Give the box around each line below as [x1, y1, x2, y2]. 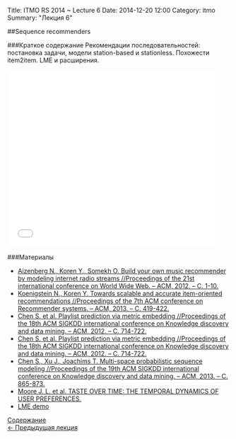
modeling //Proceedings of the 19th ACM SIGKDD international [17, 365, 200, 372]
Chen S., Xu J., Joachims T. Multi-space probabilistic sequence [17, 357, 203, 365]
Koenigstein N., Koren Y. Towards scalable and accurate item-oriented [17, 290, 223, 297]
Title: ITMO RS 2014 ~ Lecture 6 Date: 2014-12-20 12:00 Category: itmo [7, 6, 216, 14]
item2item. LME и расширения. [7, 56, 100, 64]
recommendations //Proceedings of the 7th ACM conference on [17, 297, 203, 305]
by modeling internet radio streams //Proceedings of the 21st [17, 274, 195, 283]
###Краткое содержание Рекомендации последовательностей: [7, 41, 201, 49]
